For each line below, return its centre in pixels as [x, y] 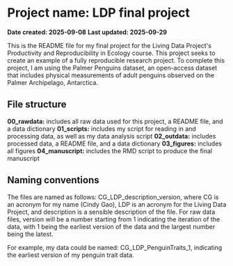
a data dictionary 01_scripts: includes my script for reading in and [102, 128]
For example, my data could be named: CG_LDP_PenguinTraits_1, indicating [115, 247]
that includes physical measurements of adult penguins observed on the [111, 75]
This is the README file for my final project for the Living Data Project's [110, 45]
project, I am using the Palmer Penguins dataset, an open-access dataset [112, 68]
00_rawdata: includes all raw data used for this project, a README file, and [115, 121]
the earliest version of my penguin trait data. [71, 255]
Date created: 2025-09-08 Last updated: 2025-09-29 [87, 32]
